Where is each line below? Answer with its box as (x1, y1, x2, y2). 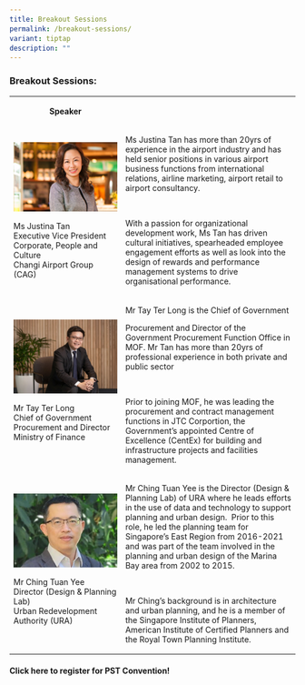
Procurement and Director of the (125, 322, 247, 333)
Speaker (49, 106, 82, 117)
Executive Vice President (13, 230, 107, 241)
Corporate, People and (13, 239, 98, 250)
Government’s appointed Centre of (125, 425, 255, 436)
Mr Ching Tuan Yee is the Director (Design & (125, 482, 290, 493)
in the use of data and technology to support (125, 501, 291, 513)
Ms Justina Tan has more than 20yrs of (125, 135, 272, 146)
